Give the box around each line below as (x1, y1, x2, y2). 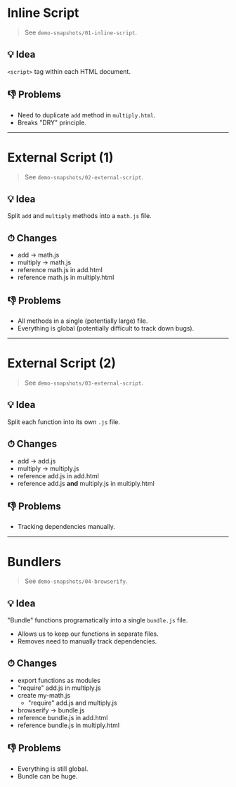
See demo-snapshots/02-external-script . (24, 172, 144, 181)
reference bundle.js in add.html (17, 713, 108, 722)
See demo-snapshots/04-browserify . (24, 577, 128, 585)
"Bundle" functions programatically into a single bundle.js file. (7, 616, 188, 625)
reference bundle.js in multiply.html (17, 721, 120, 729)
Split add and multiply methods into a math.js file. (7, 212, 152, 220)
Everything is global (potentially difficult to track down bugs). (17, 324, 195, 332)
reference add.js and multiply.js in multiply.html (17, 479, 155, 487)
